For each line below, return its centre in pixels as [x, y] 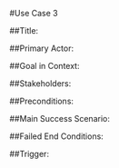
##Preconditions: [42, 101]
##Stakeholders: [40, 84]
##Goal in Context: [45, 66]
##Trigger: [30, 154]
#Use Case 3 [34, 13]
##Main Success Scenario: [60, 119]
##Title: [24, 30]
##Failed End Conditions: [57, 136]
